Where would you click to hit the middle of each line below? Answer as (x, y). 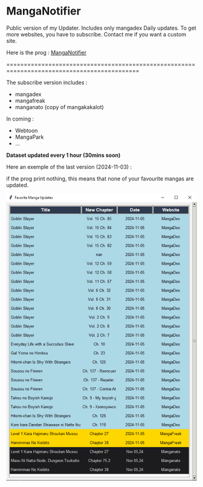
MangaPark (29, 137)
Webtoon (26, 130)
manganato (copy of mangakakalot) (59, 107)
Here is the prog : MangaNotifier (47, 52)
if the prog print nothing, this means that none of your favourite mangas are (100, 178)
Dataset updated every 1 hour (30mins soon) (63, 155)
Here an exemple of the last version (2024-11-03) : (69, 167)
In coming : (20, 119)
